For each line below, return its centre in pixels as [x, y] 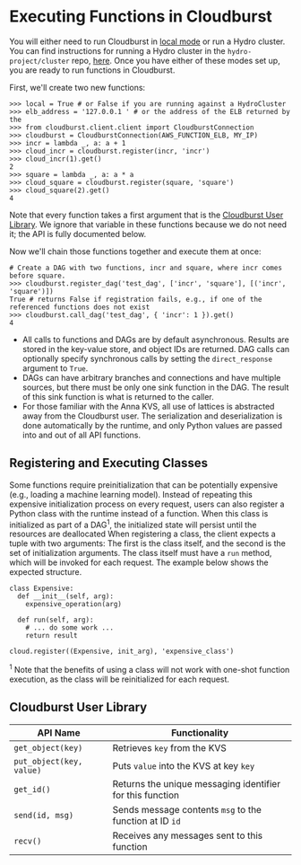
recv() [28, 841]
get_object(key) [48, 748]
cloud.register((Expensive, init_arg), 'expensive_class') [122, 652]
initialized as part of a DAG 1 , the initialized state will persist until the [133, 524]
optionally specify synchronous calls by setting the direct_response [147, 358]
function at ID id [146, 821]
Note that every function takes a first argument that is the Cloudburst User [146, 215]
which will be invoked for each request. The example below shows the [139, 562]
